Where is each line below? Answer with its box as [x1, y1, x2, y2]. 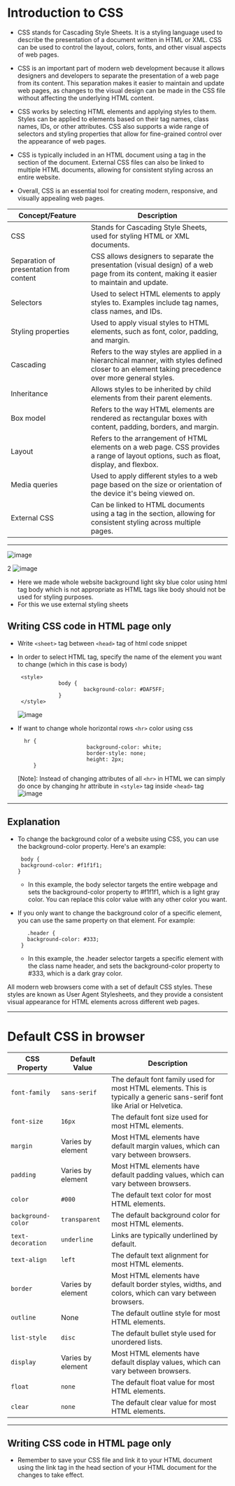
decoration [10, 1239, 47, 1247]
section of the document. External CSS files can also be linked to [17, 158, 205, 166]
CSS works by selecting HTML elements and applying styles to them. [17, 107, 217, 116]
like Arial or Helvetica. [111, 1101, 183, 1111]
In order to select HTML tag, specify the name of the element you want [17, 653, 222, 661]
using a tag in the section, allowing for [90, 508, 215, 518]
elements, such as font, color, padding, [90, 326, 219, 336]
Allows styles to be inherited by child [90, 384, 212, 394]
